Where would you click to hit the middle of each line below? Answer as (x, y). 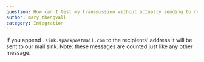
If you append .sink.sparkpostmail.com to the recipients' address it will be (99, 40)
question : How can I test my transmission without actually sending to (99, 12)
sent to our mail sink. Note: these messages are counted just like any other (100, 46)
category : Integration (35, 23)
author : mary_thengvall (36, 17)
